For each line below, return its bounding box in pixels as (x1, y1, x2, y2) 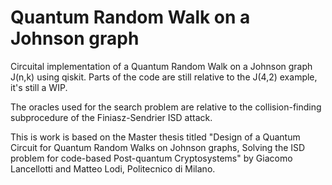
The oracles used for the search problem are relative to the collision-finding (10, 101, 322, 113)
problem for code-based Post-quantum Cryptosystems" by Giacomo (10, 152, 293, 164)
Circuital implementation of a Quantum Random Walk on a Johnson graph (10, 60, 313, 72)
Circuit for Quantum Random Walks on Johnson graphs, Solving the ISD (10, 141, 306, 153)
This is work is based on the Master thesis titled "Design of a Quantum (10, 131, 301, 143)
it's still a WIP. (10, 81, 68, 93)
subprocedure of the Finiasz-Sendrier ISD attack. (10, 111, 213, 123)
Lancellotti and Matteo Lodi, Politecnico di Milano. (10, 162, 216, 175)
